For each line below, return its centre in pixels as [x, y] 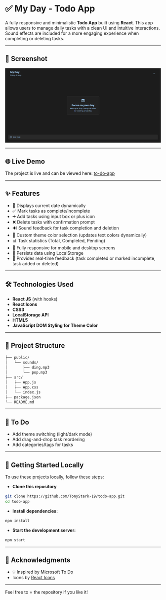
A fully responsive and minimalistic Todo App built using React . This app [79, 22]
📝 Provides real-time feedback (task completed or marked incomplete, [84, 258]
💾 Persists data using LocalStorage [48, 253]
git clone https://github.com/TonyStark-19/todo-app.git [65, 496]
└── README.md [20, 402]
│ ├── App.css [22, 387]
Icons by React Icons [34, 578]
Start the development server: [44, 530]
